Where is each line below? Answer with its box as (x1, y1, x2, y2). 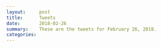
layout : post (6, 9, 51, 15)
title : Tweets (6, 15, 56, 21)
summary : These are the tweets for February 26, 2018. (6, 26, 157, 32)
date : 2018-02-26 (6, 20, 67, 26)
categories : (6, 32, 37, 38)
